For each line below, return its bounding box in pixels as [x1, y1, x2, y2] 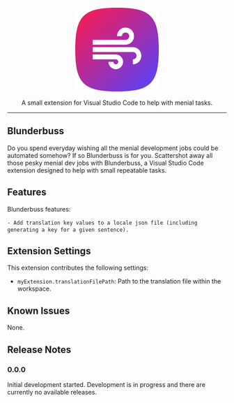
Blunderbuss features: [7, 205, 71, 213]
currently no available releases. [7, 388, 97, 396]
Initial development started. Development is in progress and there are [7, 380, 205, 388]
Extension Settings [7, 245, 91, 257]
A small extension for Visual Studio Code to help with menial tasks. [21, 98, 213, 107]
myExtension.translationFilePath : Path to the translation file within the [17, 277, 221, 286]
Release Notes [7, 344, 72, 356]
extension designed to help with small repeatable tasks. [7, 166, 167, 175]
